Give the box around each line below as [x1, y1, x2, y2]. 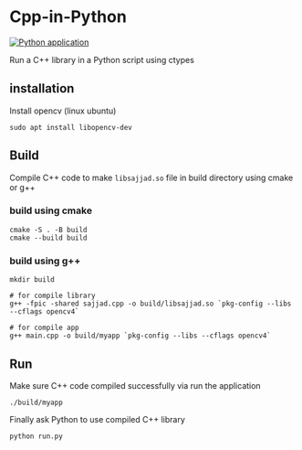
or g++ [9, 181, 36, 193]
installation [9, 80, 75, 97]
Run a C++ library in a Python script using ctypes [9, 54, 194, 65]
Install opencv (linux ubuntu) [9, 105, 117, 116]
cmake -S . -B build [9, 225, 89, 234]
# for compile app [9, 323, 79, 333]
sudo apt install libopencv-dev [9, 123, 132, 132]
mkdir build [9, 275, 55, 284]
